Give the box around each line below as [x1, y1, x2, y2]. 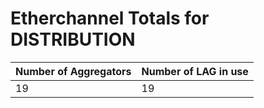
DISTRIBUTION [10, 28, 136, 51]
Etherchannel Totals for [10, 7, 210, 30]
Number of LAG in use [141, 64, 249, 78]
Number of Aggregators [15, 64, 132, 78]
